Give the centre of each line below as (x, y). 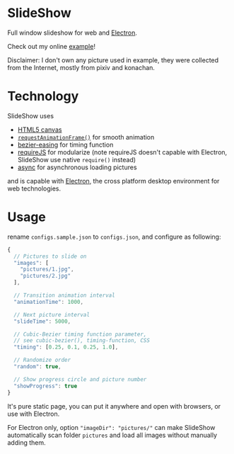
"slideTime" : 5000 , (42, 321)
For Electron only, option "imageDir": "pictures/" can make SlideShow (111, 427)
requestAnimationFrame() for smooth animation (86, 137)
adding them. (27, 442)
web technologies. (34, 188)
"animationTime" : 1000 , (48, 302)
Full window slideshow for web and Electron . (72, 33)
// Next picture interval (52, 314)
